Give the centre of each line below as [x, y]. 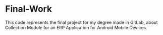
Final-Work [28, 9]
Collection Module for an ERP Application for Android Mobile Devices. [76, 27]
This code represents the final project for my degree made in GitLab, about [81, 22]
